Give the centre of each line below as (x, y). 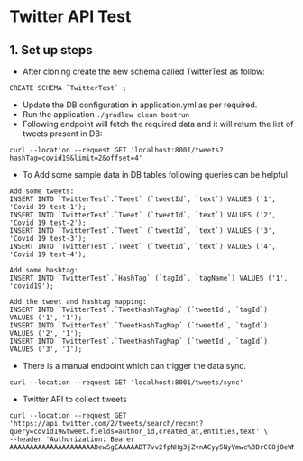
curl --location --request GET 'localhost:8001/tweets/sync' (127, 383)
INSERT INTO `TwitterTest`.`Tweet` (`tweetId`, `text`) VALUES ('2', (143, 215)
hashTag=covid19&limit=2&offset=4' (76, 158)
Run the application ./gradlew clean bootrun (106, 114)
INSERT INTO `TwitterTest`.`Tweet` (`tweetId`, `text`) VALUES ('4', (143, 246)
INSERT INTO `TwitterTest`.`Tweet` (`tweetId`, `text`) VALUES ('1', (143, 199)
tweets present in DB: (62, 134)
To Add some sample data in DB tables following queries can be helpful (155, 175)
